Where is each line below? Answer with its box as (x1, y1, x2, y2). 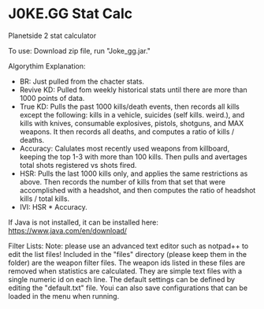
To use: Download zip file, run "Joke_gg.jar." (8, 46, 151, 55)
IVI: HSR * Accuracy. (19, 202, 88, 211)
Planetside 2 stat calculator (8, 31, 97, 40)
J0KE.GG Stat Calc (8, 5, 133, 23)
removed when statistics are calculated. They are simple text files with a (8, 266, 243, 276)
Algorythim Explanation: (8, 61, 86, 71)
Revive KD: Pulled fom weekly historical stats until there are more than (19, 84, 247, 95)
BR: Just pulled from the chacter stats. (19, 76, 144, 86)
